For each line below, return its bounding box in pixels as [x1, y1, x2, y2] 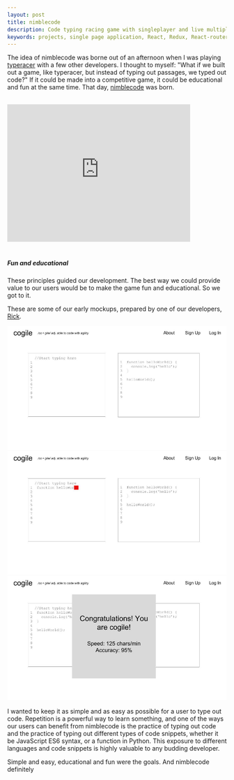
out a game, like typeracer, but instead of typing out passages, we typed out [7, 68, 226, 77]
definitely [7, 765, 34, 773]
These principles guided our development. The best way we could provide [7, 277, 221, 285]
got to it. [7, 291, 31, 300]
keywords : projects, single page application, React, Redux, [7, 34, 189, 41]
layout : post [7, 11, 45, 18]
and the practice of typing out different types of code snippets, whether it [7, 729, 219, 737]
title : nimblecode [7, 18, 61, 26]
